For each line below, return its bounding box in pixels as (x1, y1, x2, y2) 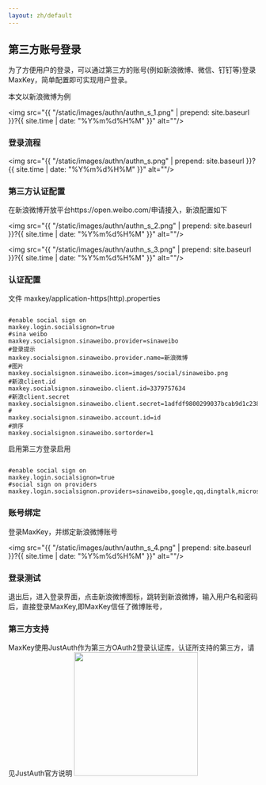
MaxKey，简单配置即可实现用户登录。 (8, 75, 132, 85)
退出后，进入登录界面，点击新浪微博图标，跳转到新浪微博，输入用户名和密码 (8, 591, 258, 601)
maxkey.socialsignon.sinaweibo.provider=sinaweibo (8, 337, 179, 345)
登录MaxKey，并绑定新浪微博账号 (8, 527, 118, 537)
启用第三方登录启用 (8, 444, 71, 453)
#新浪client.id (8, 377, 56, 386)
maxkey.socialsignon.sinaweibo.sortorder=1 (8, 429, 154, 438)
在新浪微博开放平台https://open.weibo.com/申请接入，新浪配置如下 (8, 205, 228, 214)
